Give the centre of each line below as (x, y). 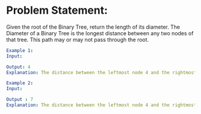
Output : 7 (20, 100)
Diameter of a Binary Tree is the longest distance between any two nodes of (100, 33)
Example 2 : (20, 83)
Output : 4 (19, 67)
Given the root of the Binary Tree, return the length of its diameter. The (93, 27)
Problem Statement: (57, 10)
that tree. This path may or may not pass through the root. (77, 39)
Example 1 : (20, 50)
